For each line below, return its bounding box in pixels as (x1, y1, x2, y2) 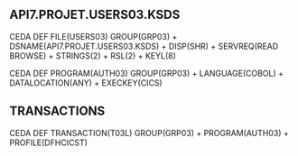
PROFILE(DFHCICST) (9, 137, 88, 148)
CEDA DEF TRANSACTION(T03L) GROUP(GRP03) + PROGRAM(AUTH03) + (9, 127, 289, 138)
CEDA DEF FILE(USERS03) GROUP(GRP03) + (9, 31, 178, 41)
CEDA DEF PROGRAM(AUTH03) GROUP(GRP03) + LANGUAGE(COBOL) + (9, 68, 284, 78)
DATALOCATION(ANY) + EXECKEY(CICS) (9, 77, 163, 88)
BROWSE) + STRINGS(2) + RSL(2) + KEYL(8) (9, 50, 176, 61)
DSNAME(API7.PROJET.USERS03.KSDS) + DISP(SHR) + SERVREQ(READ (9, 41, 279, 51)
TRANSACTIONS (9, 104, 106, 119)
